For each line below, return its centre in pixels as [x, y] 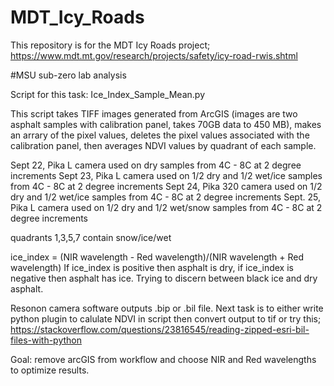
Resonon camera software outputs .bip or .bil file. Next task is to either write [167, 308]
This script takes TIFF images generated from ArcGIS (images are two [154, 113]
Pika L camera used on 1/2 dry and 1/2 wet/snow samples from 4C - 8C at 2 [166, 207]
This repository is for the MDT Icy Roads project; [110, 45]
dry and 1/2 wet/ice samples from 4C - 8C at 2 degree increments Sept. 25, [165, 197]
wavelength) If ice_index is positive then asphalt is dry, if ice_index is [152, 267]
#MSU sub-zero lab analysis [68, 75]
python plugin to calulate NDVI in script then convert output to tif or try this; [166, 318]
